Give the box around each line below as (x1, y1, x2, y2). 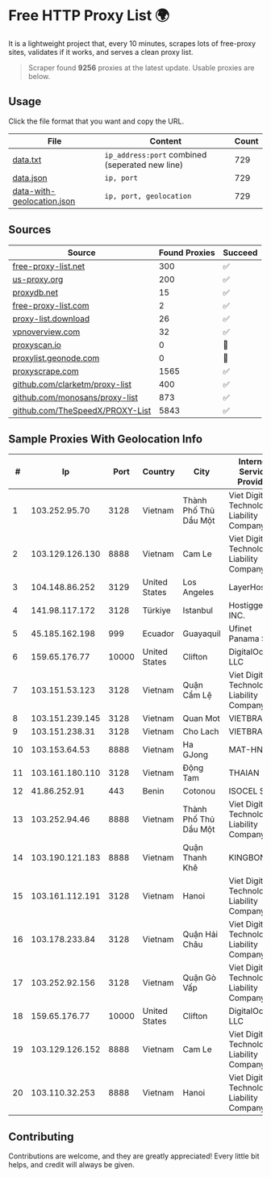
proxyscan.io (12, 339, 62, 350)
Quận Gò (182, 972, 216, 983)
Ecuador (142, 628, 175, 639)
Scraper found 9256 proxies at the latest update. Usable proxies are (27, 62, 255, 73)
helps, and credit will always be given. (8, 1160, 135, 1170)
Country (142, 466, 175, 477)
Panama (228, 633, 260, 644)
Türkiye (142, 605, 171, 616)
